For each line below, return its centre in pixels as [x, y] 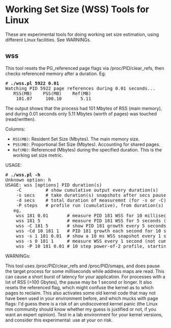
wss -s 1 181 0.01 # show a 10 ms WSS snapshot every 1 [89, 236]
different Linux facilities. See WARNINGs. [48, 40]
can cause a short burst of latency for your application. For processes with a [85, 276]
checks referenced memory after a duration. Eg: [55, 73]
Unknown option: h [28, 180]
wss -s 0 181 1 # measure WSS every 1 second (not [86, 241]
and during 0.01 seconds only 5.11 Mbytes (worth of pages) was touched [81, 114]
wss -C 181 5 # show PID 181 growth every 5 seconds [91, 226]
